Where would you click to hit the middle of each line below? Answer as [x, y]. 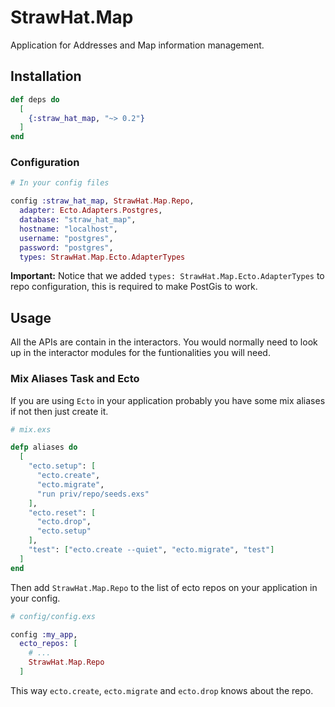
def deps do [35, 99]
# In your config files [60, 183]
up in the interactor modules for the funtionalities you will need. [140, 353]
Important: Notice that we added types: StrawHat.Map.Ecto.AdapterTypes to [167, 276]
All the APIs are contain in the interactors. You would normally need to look [164, 342]
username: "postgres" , [66, 238]
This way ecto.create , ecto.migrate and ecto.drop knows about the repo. [162, 690]
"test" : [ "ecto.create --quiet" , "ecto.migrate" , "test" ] [151, 550]
